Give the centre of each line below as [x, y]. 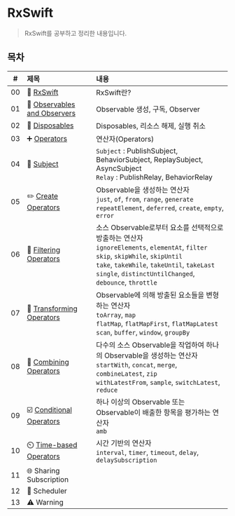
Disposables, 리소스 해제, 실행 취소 [151, 125]
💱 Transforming [52, 308]
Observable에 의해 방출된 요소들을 [150, 294]
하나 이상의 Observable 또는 [141, 402]
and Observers [51, 113]
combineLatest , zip [127, 373]
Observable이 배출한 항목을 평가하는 [154, 412]
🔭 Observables [51, 104]
